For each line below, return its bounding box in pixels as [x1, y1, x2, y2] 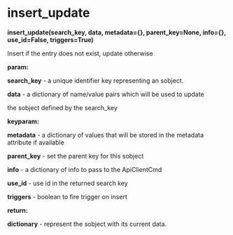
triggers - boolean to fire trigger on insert [7, 192, 127, 201]
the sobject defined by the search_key [7, 103, 118, 112]
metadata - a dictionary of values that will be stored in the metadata [7, 130, 204, 139]
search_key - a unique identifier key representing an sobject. [7, 76, 184, 85]
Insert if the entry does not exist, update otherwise [7, 49, 153, 58]
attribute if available [7, 138, 64, 147]
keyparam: [7, 117, 40, 126]
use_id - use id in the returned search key [7, 179, 128, 187]
